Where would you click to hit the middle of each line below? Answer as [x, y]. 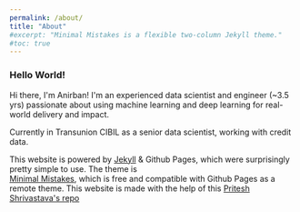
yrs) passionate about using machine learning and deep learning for [136, 105]
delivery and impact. [71, 114]
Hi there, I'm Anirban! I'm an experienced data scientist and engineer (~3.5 [149, 95]
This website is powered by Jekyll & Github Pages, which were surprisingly [150, 159]
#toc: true [30, 43]
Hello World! [38, 76]
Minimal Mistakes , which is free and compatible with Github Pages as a [142, 178]
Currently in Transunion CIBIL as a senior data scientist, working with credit [150, 132]
